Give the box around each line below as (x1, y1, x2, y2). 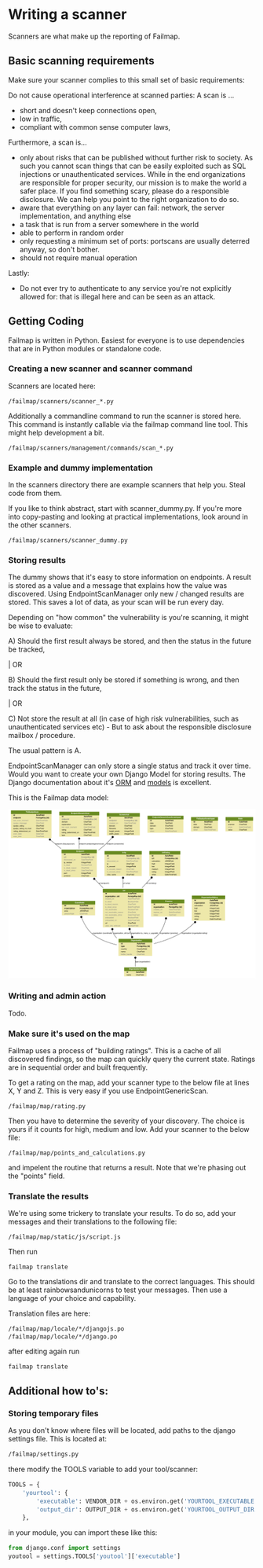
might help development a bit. (8, 428, 104, 437)
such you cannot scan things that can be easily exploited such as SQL (19, 161, 247, 171)
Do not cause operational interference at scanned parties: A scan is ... (8, 90, 235, 100)
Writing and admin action (8, 990, 107, 1001)
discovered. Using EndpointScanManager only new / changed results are (8, 589, 245, 599)
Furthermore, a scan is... (8, 138, 88, 147)
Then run (8, 1247, 38, 1257)
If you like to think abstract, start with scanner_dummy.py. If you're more (8, 504, 242, 513)
